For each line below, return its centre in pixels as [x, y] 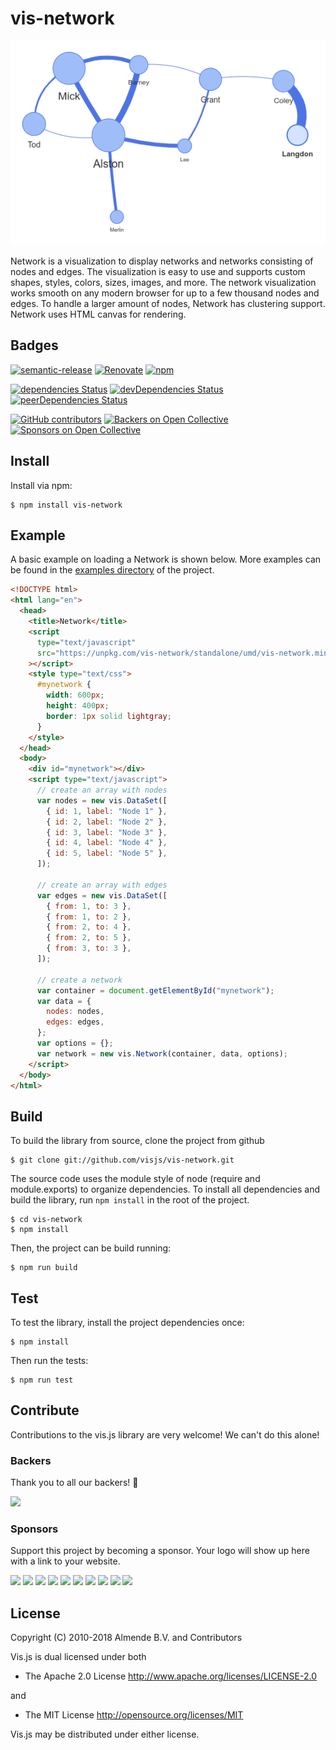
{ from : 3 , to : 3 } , [89, 948]
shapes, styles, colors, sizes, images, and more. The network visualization [163, 282]
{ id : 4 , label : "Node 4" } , [107, 843]
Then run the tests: [49, 1361]
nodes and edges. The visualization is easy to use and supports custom [158, 271]
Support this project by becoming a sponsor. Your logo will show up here [160, 1551]
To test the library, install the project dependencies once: [127, 1323]
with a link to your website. [65, 1561]
